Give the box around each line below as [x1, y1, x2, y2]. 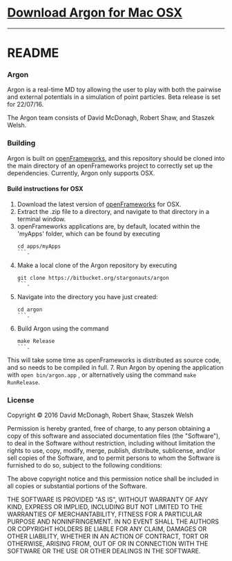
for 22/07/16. [7, 100, 43, 109]
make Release [17, 337, 55, 344]
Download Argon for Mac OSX [7, 5, 183, 21]
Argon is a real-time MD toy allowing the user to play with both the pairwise [7, 85, 222, 94]
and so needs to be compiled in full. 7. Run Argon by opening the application [7, 363, 224, 371]
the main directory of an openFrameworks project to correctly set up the [7, 161, 213, 170]
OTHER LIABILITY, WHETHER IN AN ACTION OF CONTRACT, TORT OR [7, 532, 209, 541]
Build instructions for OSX [7, 185, 84, 193]
